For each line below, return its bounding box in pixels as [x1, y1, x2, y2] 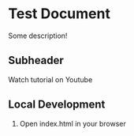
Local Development [8, 98, 106, 111]
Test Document [8, 5, 110, 23]
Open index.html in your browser [19, 119, 126, 128]
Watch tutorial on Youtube [8, 74, 93, 84]
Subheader [8, 54, 65, 67]
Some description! [8, 31, 68, 40]
